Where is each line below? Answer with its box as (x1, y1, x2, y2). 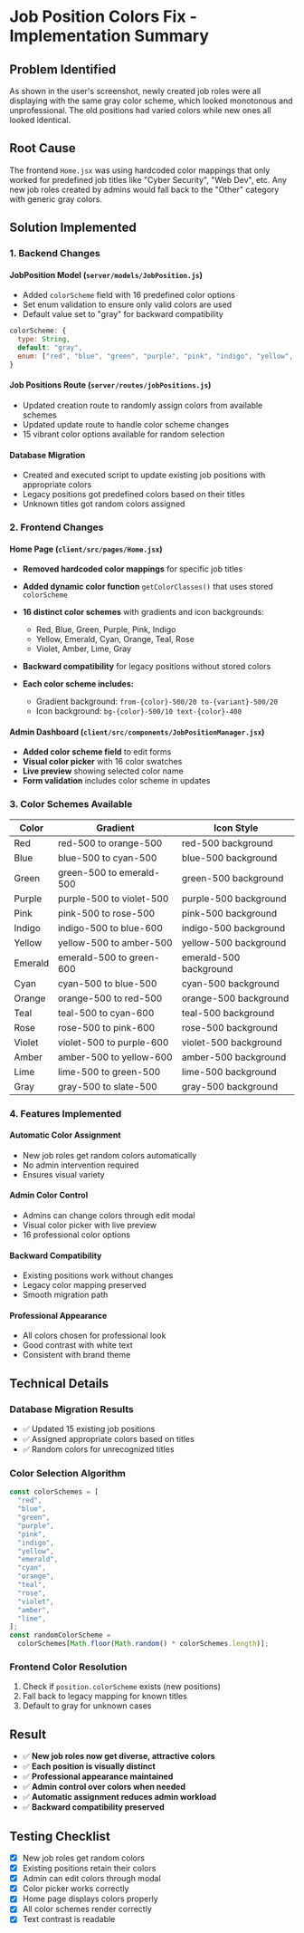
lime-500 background (181, 1065, 278, 1078)
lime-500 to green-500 (57, 1065, 161, 1078)
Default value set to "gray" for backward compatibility (22, 309, 223, 320)
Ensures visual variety (22, 1168, 106, 1179)
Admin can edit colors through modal (22, 1873, 161, 1884)
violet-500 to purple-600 (57, 1035, 169, 1048)
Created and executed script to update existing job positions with (22, 469, 266, 481)
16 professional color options (22, 1229, 131, 1240)
